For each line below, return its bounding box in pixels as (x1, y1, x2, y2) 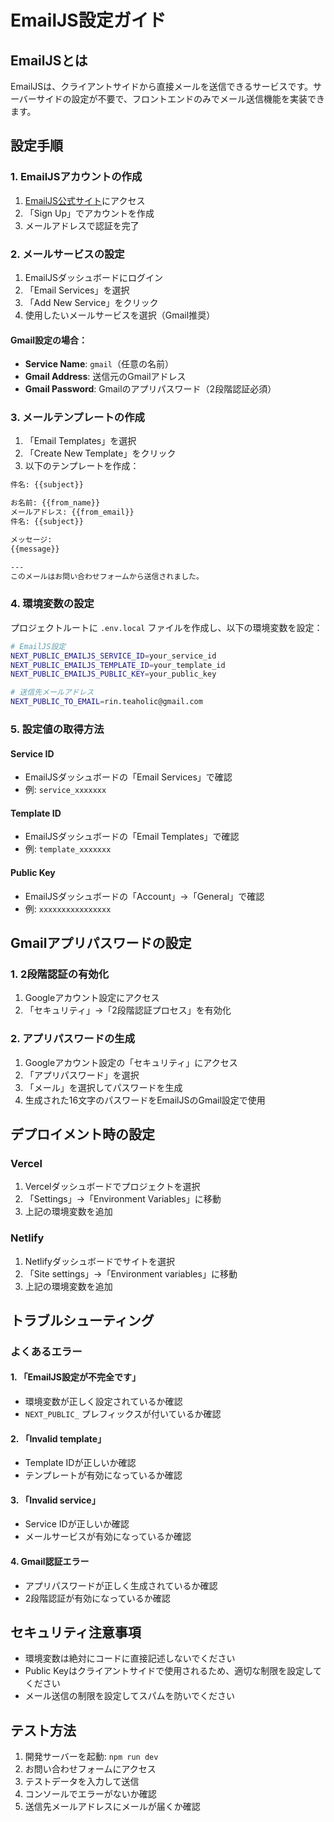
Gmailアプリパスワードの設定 (10, 934, 192, 951)
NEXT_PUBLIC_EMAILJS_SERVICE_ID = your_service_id (10, 651, 217, 661)
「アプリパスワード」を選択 (24, 1069, 140, 1081)
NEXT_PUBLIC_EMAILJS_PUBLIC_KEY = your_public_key (10, 669, 217, 680)
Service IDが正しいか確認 (24, 1518, 130, 1530)
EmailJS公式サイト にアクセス (24, 194, 146, 206)
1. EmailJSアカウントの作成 (10, 170, 143, 184)
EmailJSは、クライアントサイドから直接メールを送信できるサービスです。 (10, 81, 314, 92)
